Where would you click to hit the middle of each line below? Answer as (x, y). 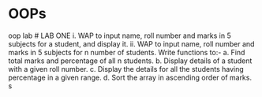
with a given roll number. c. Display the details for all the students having (126, 69)
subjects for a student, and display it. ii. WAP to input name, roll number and (131, 43)
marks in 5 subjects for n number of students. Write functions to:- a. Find (127, 52)
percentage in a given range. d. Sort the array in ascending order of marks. (130, 77)
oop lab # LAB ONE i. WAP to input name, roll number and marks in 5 (120, 35)
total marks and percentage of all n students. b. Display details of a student (130, 61)
